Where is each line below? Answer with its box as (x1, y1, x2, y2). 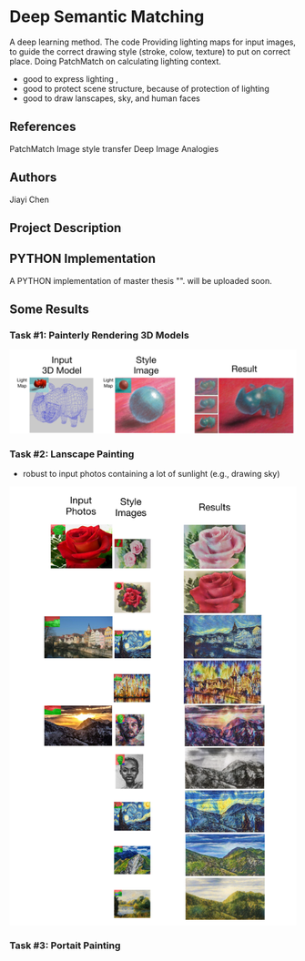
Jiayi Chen (9, 194, 50, 205)
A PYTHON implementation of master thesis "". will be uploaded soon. (9, 275, 272, 286)
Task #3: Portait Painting (9, 939, 121, 952)
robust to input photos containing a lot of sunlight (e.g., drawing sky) (22, 469, 280, 480)
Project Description (9, 220, 122, 236)
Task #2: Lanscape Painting (9, 448, 135, 460)
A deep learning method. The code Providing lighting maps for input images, (9, 36, 296, 47)
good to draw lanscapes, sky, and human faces (22, 93, 200, 104)
